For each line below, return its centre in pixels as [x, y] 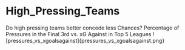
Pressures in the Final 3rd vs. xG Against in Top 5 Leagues [79, 34]
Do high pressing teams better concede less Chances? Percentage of [92, 28]
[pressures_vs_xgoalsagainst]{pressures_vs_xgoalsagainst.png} [85, 40]
